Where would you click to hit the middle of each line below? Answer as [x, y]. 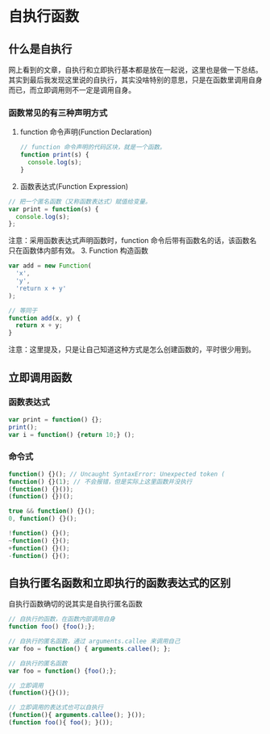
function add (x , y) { [45, 318]
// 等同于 [23, 310]
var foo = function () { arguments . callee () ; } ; [90, 648]
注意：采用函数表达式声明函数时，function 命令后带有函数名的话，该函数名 [133, 241]
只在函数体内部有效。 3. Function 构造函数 [79, 250]
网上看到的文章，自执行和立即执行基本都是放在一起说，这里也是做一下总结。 [135, 70]
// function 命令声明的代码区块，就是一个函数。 [93, 147]
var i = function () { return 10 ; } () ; [72, 434]
